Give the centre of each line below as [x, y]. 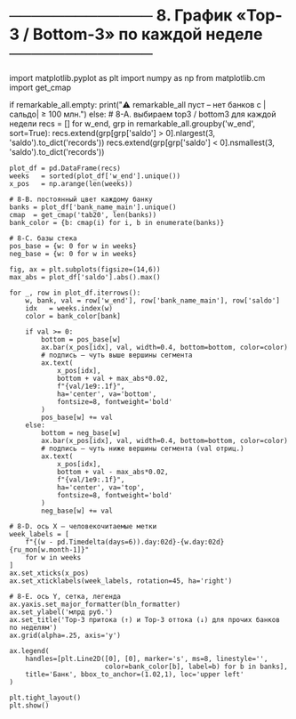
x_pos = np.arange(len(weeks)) [71, 183]
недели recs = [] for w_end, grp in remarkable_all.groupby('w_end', [132, 123]
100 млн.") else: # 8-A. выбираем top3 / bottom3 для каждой [163, 114]
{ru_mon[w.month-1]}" [49, 549]
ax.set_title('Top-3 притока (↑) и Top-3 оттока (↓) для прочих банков [144, 619]
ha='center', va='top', [100, 487]
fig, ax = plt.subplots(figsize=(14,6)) [85, 269]
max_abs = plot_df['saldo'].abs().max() [85, 277]
